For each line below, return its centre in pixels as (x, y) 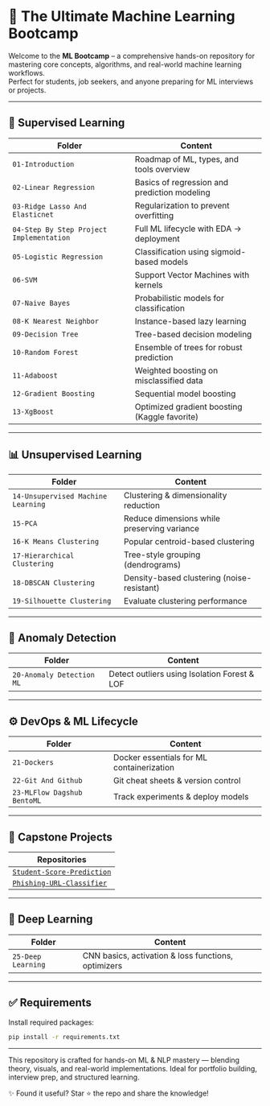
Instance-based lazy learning (190, 321)
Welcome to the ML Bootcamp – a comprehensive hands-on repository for (132, 56)
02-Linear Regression (53, 187)
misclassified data (169, 380)
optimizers (102, 965)
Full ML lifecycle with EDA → (188, 229)
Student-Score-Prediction (62, 872)
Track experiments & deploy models (181, 797)
